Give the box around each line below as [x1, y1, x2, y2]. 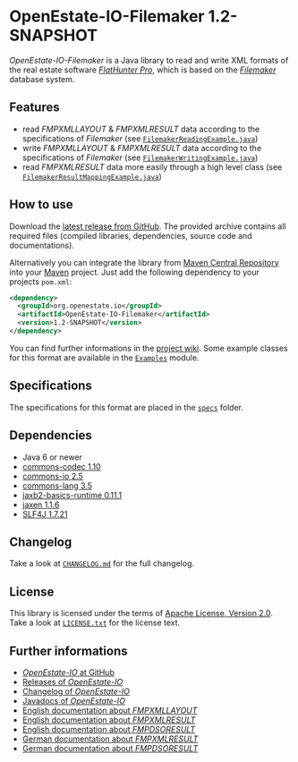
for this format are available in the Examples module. [9, 351, 200, 363]
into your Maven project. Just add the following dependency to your [9, 267, 260, 277]
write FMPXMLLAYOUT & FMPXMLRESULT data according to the [21, 142, 262, 153]
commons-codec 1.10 [21, 461, 101, 471]
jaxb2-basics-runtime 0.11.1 [21, 489, 123, 500]
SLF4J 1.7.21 [21, 508, 68, 520]
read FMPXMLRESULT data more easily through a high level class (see [21, 161, 283, 172]
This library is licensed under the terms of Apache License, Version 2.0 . [9, 608, 273, 619]
